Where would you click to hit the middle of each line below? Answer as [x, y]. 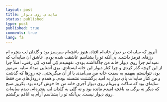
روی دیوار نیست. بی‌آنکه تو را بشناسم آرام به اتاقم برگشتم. [60, 94]
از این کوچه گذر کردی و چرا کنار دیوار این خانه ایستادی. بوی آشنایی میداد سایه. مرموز [84, 67]
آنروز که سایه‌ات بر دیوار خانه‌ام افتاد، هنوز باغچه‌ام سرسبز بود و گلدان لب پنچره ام [81, 51]
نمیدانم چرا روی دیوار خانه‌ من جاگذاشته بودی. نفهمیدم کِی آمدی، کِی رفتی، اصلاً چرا [82, 62]
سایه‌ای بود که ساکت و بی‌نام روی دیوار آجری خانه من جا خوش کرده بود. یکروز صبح [82, 83]
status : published [25, 19]
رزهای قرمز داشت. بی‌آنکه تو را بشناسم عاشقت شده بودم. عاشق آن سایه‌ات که [79, 57]
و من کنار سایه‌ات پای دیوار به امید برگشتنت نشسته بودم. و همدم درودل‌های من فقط [83, 78]
